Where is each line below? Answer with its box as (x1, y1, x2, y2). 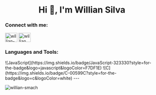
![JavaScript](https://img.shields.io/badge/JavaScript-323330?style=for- (5, 60, 152, 65)
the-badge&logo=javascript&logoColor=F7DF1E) (5, 65, 102, 71)
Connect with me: (5, 22, 48, 29)
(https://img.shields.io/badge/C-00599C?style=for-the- (5, 70, 117, 76)
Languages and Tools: (5, 48, 58, 55)
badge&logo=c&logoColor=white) (5, 75, 73, 81)
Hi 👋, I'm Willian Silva (38, 4, 126, 16)
